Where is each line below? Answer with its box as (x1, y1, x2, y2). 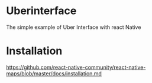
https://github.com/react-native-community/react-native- (6, 64, 146, 71)
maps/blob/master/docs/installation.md (6, 69, 102, 77)
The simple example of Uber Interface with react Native (6, 24, 141, 31)
